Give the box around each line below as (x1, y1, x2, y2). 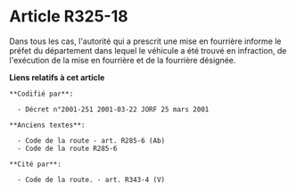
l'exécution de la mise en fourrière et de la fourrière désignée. (9, 54, 236, 65)
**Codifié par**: (9, 89, 74, 98)
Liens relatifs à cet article (9, 71, 105, 82)
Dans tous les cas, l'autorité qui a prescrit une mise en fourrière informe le (9, 36, 283, 46)
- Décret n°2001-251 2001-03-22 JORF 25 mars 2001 (17, 104, 210, 113)
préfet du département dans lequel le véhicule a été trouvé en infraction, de (9, 45, 287, 55)
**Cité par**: (9, 159, 62, 169)
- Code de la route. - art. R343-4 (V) (17, 175, 166, 184)
